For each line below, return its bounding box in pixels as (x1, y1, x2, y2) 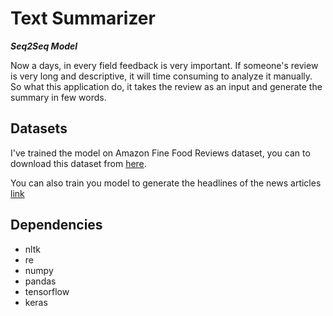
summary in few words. (10, 91, 107, 103)
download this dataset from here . (10, 157, 147, 169)
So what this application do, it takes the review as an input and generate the (10, 80, 323, 92)
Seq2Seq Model (10, 40, 78, 52)
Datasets (10, 120, 68, 137)
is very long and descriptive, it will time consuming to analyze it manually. (10, 70, 313, 82)
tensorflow (24, 285, 70, 297)
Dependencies (10, 217, 103, 234)
